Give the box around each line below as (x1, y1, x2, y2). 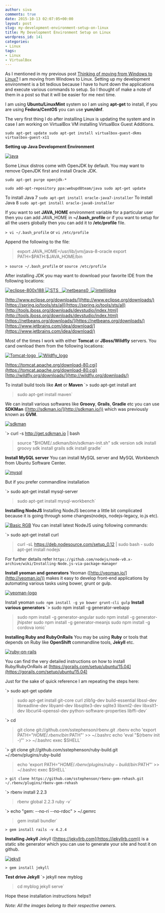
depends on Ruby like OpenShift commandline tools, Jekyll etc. (5, 639, 135, 645)
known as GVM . (5, 411, 38, 418)
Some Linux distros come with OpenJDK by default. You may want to (5, 163, 145, 169)
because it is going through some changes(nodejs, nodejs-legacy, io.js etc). (5, 513, 159, 519)
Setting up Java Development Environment (5, 143, 94, 150)
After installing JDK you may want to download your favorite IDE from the (5, 273, 153, 279)
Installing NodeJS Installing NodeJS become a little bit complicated (5, 508, 142, 514)
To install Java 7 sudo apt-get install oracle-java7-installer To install (5, 195, 153, 200)
